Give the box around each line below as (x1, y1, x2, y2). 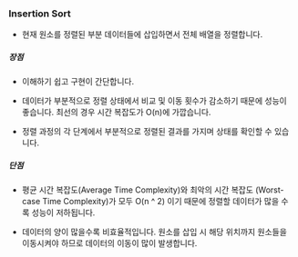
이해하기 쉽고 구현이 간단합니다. (21, 76, 134, 87)
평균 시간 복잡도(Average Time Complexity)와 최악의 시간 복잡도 (21, 184, 254, 195)
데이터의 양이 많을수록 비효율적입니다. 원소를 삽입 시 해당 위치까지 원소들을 (21, 226, 288, 238)
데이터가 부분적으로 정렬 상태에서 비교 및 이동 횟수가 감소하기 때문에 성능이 (21, 95, 288, 106)
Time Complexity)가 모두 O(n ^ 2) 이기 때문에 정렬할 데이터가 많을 (42, 196, 280, 207)
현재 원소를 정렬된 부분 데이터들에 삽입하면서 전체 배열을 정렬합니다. (21, 29, 263, 40)
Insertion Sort (8, 7, 71, 20)
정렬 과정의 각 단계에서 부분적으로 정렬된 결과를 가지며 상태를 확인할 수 (21, 126, 272, 137)
